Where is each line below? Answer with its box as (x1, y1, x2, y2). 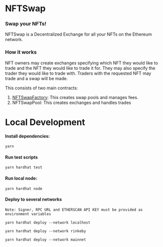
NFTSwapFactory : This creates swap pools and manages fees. (12, 94, 139, 100)
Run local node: (5, 175, 38, 181)
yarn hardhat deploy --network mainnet (5, 237, 86, 242)
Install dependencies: (5, 133, 50, 139)
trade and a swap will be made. (5, 75, 68, 81)
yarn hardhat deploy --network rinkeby (5, 228, 86, 233)
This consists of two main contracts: (5, 85, 78, 91)
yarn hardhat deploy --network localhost (5, 220, 91, 225)
